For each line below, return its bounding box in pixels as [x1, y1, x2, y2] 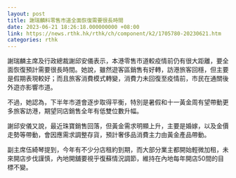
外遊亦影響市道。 [7, 83, 57, 91]
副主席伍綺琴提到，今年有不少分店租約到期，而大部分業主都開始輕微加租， [7, 146, 223, 154]
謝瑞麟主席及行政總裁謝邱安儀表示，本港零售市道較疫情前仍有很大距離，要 [7, 57, 223, 65]
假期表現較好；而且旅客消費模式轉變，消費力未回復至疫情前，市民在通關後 [13, 75, 229, 83]
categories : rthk [7, 37, 58, 44]
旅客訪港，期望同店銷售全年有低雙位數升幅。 [13, 107, 143, 115]
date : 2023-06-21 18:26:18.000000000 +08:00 [7, 23, 140, 30]
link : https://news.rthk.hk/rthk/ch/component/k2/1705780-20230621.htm [7, 30, 221, 37]
